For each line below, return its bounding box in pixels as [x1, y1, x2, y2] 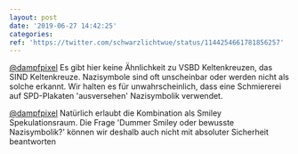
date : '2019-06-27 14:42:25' [9, 21, 117, 30]
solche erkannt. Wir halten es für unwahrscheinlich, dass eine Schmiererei [9, 81, 282, 92]
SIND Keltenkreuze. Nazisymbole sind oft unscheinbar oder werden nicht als [9, 72, 289, 83]
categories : [9, 29, 53, 38]
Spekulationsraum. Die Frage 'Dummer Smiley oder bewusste [9, 118, 235, 128]
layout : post [9, 12, 58, 22]
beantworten [9, 136, 56, 147]
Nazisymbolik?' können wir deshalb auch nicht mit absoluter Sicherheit [9, 126, 270, 138]
